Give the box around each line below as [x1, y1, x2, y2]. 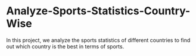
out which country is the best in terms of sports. [6, 43, 125, 50]
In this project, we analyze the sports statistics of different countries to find [6, 36, 191, 43]
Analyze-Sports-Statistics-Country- [6, 4, 191, 18]
